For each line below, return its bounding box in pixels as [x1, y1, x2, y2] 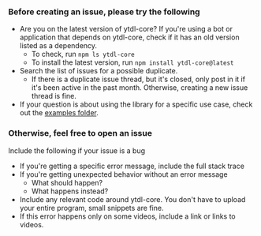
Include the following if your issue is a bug [8, 145, 146, 155]
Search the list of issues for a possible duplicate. [19, 66, 178, 76]
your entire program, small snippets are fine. [19, 203, 164, 212]
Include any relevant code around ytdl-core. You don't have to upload [19, 194, 246, 204]
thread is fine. [31, 92, 76, 101]
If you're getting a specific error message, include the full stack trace [19, 161, 244, 170]
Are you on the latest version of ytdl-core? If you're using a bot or [19, 24, 233, 34]
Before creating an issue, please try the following [8, 6, 200, 17]
